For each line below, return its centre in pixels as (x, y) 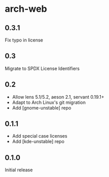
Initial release (19, 170)
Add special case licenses (40, 136)
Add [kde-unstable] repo (38, 142)
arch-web (26, 9)
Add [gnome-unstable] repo (42, 107)
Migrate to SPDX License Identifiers (42, 68)
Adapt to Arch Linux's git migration (49, 102)
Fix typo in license (24, 40)
